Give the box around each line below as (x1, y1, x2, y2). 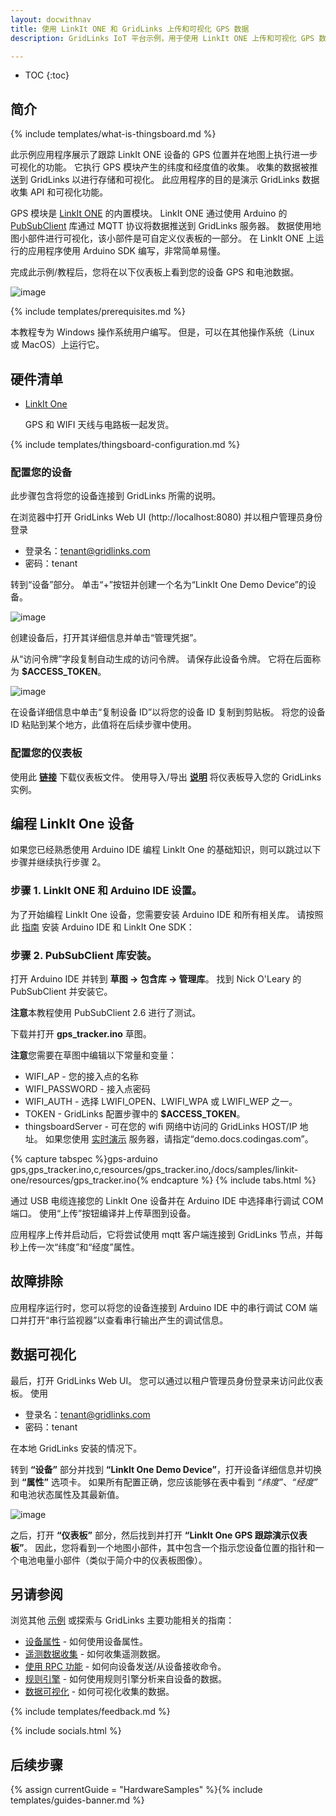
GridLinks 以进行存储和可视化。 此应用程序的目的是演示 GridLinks (29, 174, 300, 186)
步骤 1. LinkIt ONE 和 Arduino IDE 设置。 (10, 884, 203, 898)
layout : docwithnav (10, 14, 92, 25)
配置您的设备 (10, 465, 73, 479)
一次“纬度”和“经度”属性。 (36, 1241, 140, 1253)
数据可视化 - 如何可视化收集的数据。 (24, 1686, 175, 1698)
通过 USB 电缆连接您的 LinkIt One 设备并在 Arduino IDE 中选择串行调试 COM (10, 1195, 324, 1206)
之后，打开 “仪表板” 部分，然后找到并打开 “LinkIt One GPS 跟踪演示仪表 (10, 1529, 308, 1541)
